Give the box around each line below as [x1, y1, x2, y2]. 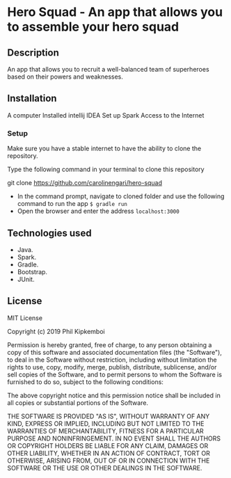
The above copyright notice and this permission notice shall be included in [7, 391, 221, 399]
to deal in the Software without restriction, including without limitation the [7, 356, 217, 364]
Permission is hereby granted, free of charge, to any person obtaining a [7, 340, 212, 349]
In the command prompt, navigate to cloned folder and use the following [17, 192, 225, 200]
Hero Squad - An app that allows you [7, 4, 223, 20]
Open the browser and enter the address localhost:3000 [17, 207, 180, 216]
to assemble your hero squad [7, 19, 180, 35]
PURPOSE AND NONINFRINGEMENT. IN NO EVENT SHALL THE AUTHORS [7, 434, 221, 443]
